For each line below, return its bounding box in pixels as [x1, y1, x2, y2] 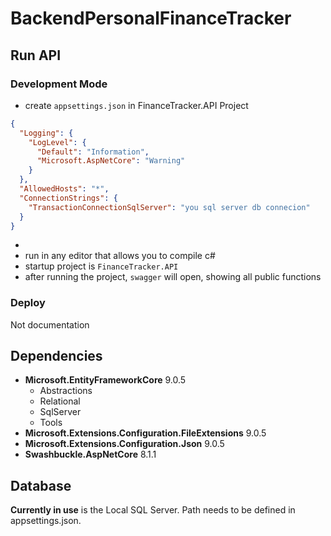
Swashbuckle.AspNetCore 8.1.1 [24, 448, 157, 461]
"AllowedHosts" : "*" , [19, 184, 110, 194]
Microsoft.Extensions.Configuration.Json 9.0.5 [24, 438, 225, 450]
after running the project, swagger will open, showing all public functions [24, 271, 322, 283]
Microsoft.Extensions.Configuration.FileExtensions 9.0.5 [24, 427, 267, 439]
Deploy [10, 296, 46, 310]
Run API [10, 47, 62, 64]
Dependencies [10, 348, 103, 365]
